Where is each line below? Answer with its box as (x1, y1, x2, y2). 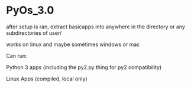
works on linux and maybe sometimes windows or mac (6, 41, 140, 48)
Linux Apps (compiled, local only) (6, 75, 88, 82)
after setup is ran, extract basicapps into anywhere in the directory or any (6, 23, 185, 30)
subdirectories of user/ (6, 29, 62, 36)
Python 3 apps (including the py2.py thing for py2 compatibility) (6, 63, 162, 71)
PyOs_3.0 (6, 4, 54, 17)
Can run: (6, 52, 28, 59)
